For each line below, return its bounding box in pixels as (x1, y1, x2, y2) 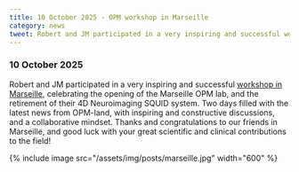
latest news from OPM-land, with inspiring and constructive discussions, (9, 107, 275, 118)
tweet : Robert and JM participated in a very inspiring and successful (9, 29, 280, 38)
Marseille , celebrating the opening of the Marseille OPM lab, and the (9, 88, 260, 98)
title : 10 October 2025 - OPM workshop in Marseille (9, 12, 209, 22)
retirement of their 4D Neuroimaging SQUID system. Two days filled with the (9, 98, 289, 108)
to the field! (9, 135, 52, 146)
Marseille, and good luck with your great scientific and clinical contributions (9, 126, 287, 137)
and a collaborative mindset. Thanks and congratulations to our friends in (9, 116, 279, 127)
